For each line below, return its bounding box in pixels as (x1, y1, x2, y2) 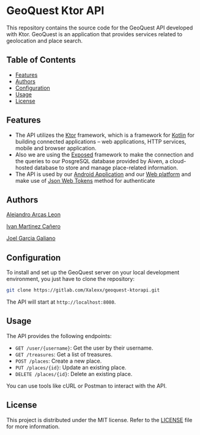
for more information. (6, 423, 60, 430)
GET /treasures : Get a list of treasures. (15, 350, 113, 358)
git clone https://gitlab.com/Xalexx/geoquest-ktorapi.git (6, 287, 160, 293)
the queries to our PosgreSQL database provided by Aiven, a (15, 157, 169, 164)
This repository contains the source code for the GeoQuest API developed (6, 24, 193, 31)
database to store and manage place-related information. (34, 164, 179, 171)
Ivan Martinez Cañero (6, 223, 61, 230)
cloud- (169, 157, 187, 164)
